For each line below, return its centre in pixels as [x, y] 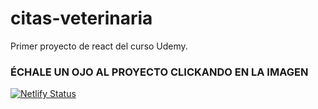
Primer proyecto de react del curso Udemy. [99, 46]
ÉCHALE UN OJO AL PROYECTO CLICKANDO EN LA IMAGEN [159, 72]
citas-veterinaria [81, 18]
